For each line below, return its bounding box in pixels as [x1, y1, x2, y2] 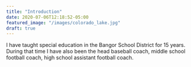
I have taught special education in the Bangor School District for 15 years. [6, 42, 186, 49]
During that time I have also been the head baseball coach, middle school [6, 48, 186, 55]
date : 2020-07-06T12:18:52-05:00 [6, 14, 89, 20]
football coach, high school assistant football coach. [6, 54, 134, 61]
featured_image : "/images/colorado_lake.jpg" [6, 20, 120, 25]
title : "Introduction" [6, 8, 62, 15]
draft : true [6, 25, 36, 31]
